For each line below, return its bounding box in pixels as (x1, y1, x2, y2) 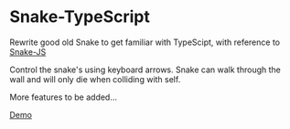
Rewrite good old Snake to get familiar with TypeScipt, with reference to (9, 37, 281, 48)
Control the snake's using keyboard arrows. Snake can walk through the (9, 64, 281, 75)
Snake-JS (9, 46, 47, 57)
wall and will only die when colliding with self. (9, 73, 181, 84)
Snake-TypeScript (9, 6, 151, 27)
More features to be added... (9, 91, 117, 102)
